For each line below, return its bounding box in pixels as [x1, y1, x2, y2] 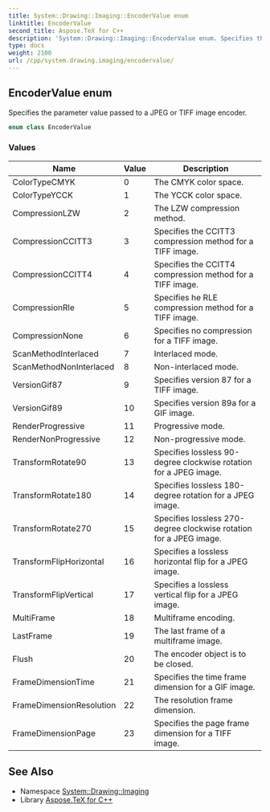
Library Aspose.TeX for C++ [19, 794, 113, 804]
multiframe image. [153, 635, 223, 647]
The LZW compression [153, 202, 239, 214]
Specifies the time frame [153, 671, 247, 683]
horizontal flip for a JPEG [153, 556, 248, 567]
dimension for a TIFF [153, 728, 232, 739]
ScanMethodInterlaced [12, 348, 99, 359]
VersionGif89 [12, 402, 63, 414]
